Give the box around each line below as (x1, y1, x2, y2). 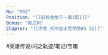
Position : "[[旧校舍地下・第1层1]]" (6, 14, 91, 20)
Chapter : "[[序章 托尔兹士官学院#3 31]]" (6, 25, 103, 32)
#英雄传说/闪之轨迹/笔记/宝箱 (6, 42, 79, 50)
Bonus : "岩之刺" (6, 20, 44, 26)
